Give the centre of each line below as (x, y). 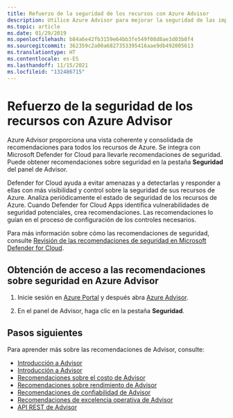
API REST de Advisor (47, 408)
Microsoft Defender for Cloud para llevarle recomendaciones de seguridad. (115, 155)
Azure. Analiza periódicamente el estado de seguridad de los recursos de (112, 198)
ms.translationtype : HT (42, 53)
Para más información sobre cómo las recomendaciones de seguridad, (109, 233)
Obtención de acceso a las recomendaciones (106, 270)
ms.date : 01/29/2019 (37, 33)
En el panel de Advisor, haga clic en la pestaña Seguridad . (101, 311)
